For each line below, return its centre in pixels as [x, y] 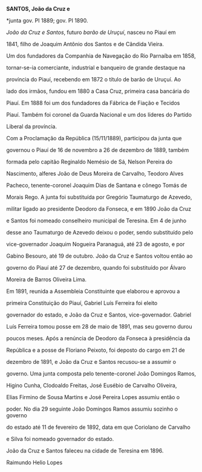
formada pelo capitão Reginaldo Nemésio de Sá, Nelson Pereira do [90, 162]
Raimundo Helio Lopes [34, 462]
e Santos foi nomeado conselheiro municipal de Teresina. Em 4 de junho [96, 221]
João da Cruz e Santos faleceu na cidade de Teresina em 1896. [85, 451]
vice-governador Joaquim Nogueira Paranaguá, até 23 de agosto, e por [96, 244]
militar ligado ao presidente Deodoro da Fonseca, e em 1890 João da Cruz [99, 209]
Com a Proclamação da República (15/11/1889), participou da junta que [94, 138]
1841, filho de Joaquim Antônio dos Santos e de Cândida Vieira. [85, 44]
